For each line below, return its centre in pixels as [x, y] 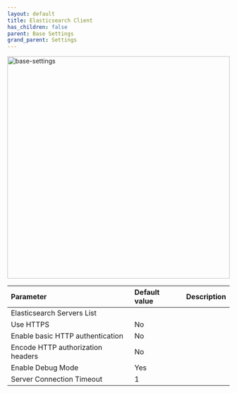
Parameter [29, 297]
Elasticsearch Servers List [54, 313]
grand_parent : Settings [42, 40]
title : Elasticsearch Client [50, 20]
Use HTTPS [30, 325]
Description [206, 297]
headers [25, 356]
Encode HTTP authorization [57, 348]
